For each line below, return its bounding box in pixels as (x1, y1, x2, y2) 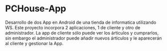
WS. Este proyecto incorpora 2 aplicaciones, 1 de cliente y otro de (5, 24, 141, 30)
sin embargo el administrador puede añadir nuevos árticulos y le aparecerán (5, 35, 162, 41)
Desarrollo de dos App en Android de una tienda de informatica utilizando (5, 19, 157, 25)
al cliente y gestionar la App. (5, 40, 64, 46)
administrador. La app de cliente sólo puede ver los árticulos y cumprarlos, (5, 30, 159, 36)
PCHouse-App (5, 3, 66, 14)
